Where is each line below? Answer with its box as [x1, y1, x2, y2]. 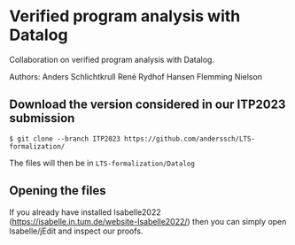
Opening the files [9, 183, 106, 198]
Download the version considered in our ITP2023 [9, 97, 286, 112]
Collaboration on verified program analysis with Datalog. [9, 54, 215, 65]
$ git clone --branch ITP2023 [9, 134, 121, 143]
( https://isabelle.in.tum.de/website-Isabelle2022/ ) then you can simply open [9, 216, 287, 226]
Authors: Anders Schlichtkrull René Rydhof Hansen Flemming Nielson [9, 71, 263, 81]
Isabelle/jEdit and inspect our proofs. [9, 226, 144, 236]
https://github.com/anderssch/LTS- [123, 134, 255, 143]
